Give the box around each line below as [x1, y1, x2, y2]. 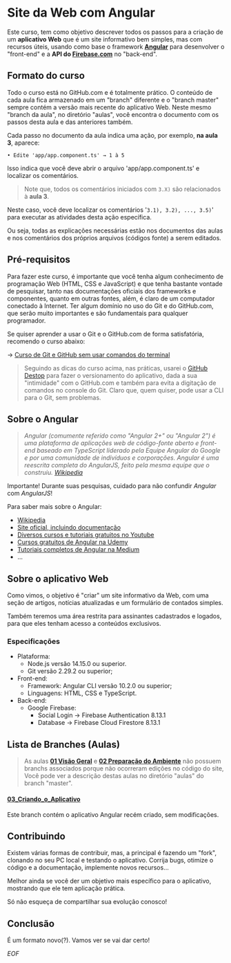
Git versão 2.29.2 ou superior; [27, 667, 113, 676]
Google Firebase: [27, 704, 77, 712]
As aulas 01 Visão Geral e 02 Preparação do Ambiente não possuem [23, 757, 222, 766]
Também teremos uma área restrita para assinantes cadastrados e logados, [7, 612, 222, 620]
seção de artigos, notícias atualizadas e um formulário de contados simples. [7, 599, 224, 607]
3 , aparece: [7, 138, 40, 147]
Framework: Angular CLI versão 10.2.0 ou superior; [27, 682, 172, 690]
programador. [7, 316, 46, 325]
